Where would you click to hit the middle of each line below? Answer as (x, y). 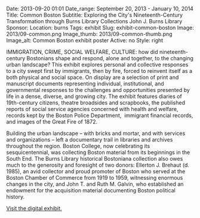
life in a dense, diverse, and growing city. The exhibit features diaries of (94, 96)
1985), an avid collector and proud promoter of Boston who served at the (96, 171)
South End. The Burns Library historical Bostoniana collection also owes (95, 159)
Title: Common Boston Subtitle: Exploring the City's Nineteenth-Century (95, 15)
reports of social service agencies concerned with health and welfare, (92, 109)
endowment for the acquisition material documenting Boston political (91, 190)
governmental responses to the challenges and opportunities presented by (98, 90)
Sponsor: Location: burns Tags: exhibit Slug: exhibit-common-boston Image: (100, 27)
